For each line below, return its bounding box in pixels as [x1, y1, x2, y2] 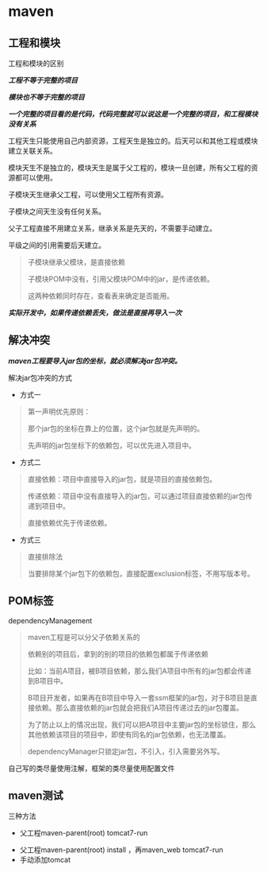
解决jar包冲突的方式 [8, 373, 73, 382]
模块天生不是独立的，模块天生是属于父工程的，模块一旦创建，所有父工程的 [8, 163, 251, 172]
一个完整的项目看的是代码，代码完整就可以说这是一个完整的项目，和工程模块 [8, 110, 258, 118]
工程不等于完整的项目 [8, 76, 78, 85]
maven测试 [8, 789, 63, 803]
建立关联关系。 [8, 146, 57, 155]
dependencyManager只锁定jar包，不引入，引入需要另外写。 [27, 746, 224, 756]
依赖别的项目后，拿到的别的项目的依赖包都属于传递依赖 [27, 649, 208, 658]
